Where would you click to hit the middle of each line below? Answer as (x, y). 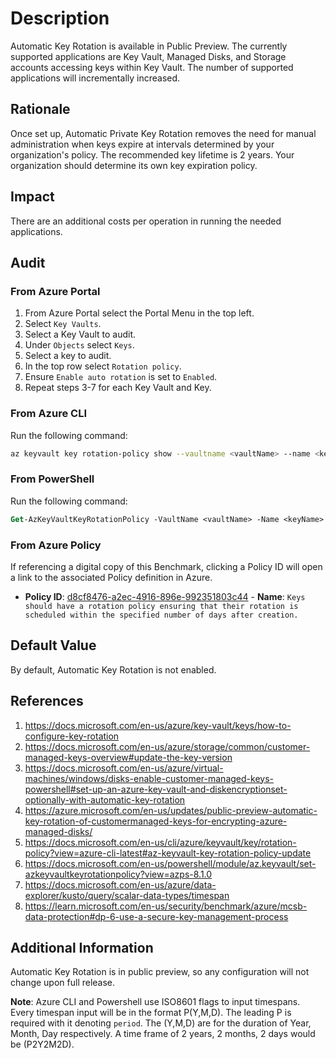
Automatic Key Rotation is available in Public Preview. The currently (149, 46)
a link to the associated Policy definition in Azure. (111, 577)
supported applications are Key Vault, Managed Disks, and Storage (148, 56)
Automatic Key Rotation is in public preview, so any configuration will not (160, 972)
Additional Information (82, 947)
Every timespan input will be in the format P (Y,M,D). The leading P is (151, 1013)
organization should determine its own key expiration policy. (134, 165)
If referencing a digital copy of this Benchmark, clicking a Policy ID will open (166, 566)
